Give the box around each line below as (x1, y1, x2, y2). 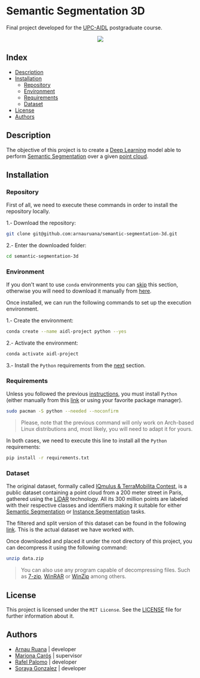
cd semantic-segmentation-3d (6, 253, 79, 260)
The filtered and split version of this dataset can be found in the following (6, 519, 186, 527)
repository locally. (6, 208, 50, 215)
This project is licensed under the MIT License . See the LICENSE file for (6, 606, 182, 613)
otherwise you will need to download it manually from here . (6, 287, 152, 294)
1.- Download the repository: (6, 220, 76, 227)
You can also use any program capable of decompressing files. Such (20, 567, 190, 574)
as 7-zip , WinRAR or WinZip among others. (20, 573, 127, 580)
